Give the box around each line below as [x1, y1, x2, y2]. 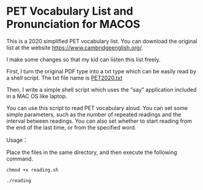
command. [6, 155, 34, 163]
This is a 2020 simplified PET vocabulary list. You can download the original [6, 37, 197, 45]
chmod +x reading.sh [6, 167, 59, 173]
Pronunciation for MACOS [6, 17, 141, 31]
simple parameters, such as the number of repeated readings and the [6, 111, 182, 118]
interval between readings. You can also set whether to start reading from [6, 117, 193, 125]
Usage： [6, 136, 29, 144]
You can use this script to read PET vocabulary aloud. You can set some [6, 104, 188, 111]
